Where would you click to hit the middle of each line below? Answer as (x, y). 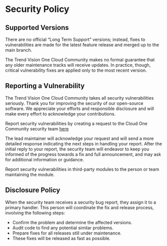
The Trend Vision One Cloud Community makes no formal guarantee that (80, 60)
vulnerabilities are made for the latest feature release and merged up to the (82, 45)
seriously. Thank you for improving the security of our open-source (74, 103)
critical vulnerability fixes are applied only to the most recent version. (76, 70)
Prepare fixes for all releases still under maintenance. (67, 233)
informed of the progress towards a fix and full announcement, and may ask (83, 154)
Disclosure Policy (33, 190)
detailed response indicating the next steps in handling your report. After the (83, 143)
